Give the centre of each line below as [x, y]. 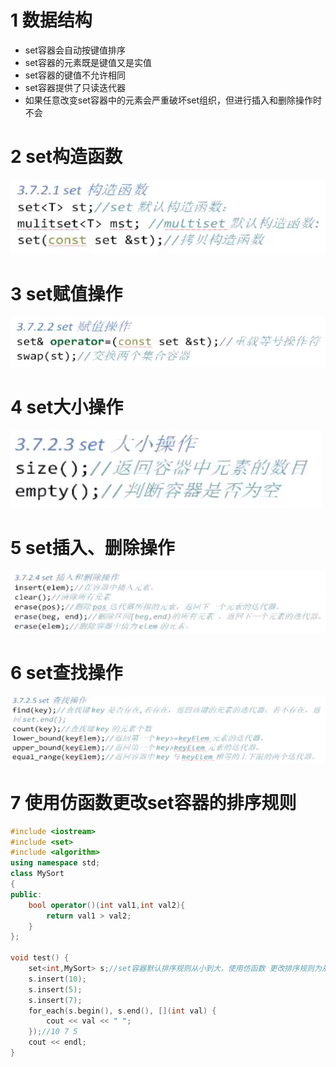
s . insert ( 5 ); [55, 989]
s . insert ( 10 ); [57, 979]
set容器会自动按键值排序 [75, 50]
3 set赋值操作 [66, 294]
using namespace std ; [55, 863]
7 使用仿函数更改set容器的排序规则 [153, 802]
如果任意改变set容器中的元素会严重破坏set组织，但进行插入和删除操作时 [173, 100]
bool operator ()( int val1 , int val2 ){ [107, 905]
